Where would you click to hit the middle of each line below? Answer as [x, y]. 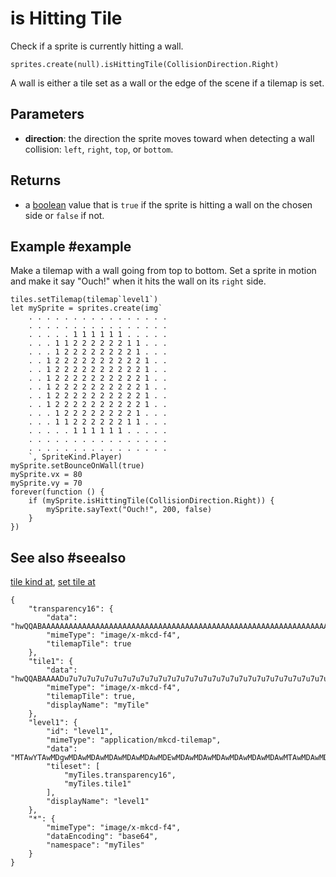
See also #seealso [68, 557]
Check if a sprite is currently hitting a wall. [97, 46]
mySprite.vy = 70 [46, 483]
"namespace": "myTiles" [95, 845]
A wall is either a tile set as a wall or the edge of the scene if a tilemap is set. [167, 83]
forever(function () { [57, 492]
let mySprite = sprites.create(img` [86, 308]
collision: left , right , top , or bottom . [99, 149]
